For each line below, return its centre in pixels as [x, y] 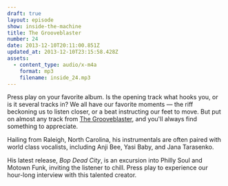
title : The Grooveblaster [44, 33]
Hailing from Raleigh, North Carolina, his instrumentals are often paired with [114, 140]
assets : [18, 59]
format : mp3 [37, 71]
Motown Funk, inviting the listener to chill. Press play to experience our [107, 168]
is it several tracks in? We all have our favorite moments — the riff [100, 105]
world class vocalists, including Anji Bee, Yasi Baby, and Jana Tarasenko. [111, 147]
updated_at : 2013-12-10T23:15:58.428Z [63, 52]
